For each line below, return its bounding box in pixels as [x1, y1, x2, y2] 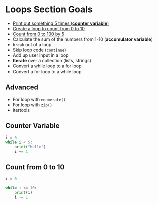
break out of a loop [12, 41, 52, 47]
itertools [12, 107, 30, 113]
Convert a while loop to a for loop [12, 63, 82, 69]
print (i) [14, 190, 33, 195]
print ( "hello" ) [14, 145, 46, 150]
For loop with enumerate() [12, 96, 66, 102]
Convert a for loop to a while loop [12, 68, 82, 74]
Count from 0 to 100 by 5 [12, 31, 64, 37]
